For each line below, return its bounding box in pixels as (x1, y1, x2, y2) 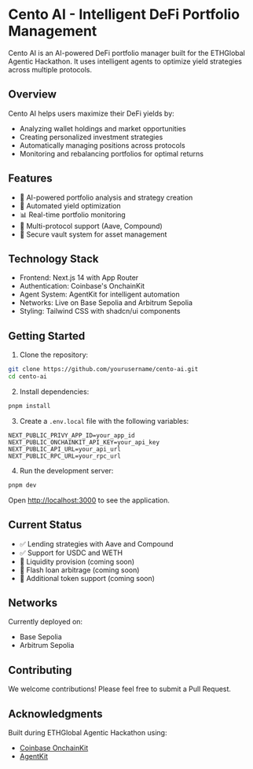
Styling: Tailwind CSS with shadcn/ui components (19, 307, 181, 316)
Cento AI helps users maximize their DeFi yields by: (8, 109, 174, 118)
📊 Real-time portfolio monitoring (19, 210, 126, 219)
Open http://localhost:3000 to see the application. (8, 495, 170, 505)
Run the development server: (19, 465, 114, 475)
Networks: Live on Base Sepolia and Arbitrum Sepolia (19, 298, 193, 307)
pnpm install (8, 402, 51, 410)
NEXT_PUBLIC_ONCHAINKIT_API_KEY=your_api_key (8, 438, 159, 446)
